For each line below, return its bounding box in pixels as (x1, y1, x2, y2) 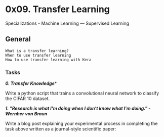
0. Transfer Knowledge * (5, 80, 57, 86)
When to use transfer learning (5, 53, 71, 58)
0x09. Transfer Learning (5, 4, 110, 15)
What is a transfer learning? (5, 48, 69, 54)
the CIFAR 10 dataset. (5, 96, 50, 102)
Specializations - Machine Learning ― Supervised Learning (5, 20, 130, 26)
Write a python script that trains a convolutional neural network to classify (5, 90, 159, 97)
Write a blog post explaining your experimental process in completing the (5, 120, 158, 127)
